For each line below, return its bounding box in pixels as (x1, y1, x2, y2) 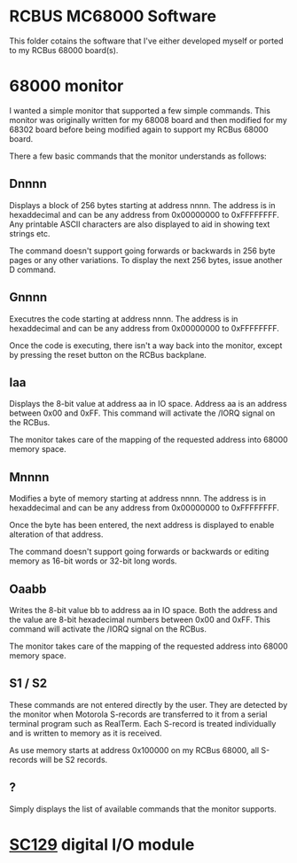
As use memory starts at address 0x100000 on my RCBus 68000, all (9, 744, 260, 755)
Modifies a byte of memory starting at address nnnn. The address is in (9, 494, 266, 504)
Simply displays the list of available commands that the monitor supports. (9, 804, 277, 814)
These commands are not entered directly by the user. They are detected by (9, 699, 288, 710)
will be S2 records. (39, 754, 108, 765)
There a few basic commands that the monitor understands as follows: (9, 151, 268, 161)
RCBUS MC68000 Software (9, 6, 217, 27)
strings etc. (9, 228, 51, 238)
